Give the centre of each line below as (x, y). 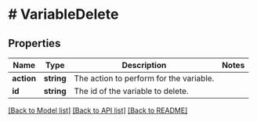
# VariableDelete (63, 14)
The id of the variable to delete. (132, 91)
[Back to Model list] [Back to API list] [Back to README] (98, 110)
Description (144, 65)
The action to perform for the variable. (144, 78)
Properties (34, 43)
